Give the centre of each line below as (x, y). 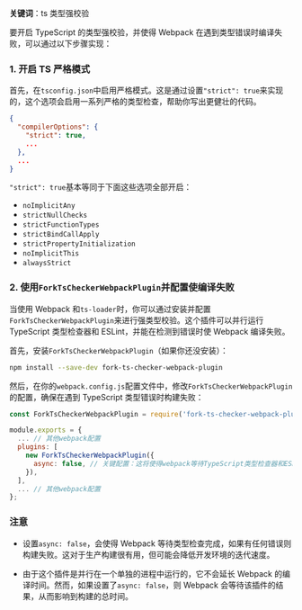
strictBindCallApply (61, 235)
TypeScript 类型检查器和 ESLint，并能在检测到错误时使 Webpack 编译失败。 (150, 331)
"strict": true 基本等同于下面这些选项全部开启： (101, 187)
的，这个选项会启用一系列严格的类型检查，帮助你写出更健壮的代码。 (135, 102)
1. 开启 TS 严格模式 (50, 68)
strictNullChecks (55, 215)
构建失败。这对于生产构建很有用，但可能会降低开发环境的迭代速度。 (148, 554)
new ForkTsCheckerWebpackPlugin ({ (90, 456)
